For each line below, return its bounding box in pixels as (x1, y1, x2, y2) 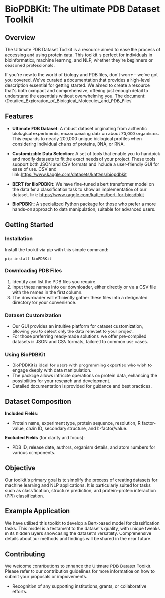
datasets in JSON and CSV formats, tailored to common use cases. (12, 339, 149, 345)
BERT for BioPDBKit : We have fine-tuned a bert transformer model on (12, 181, 154, 187)
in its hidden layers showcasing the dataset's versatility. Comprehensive (5, 531, 152, 536)
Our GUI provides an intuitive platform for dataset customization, (12, 323, 143, 329)
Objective (5, 464, 36, 472)
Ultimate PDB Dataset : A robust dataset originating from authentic (12, 125, 147, 131)
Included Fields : (5, 410, 38, 417)
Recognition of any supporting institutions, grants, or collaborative (12, 583, 147, 589)
